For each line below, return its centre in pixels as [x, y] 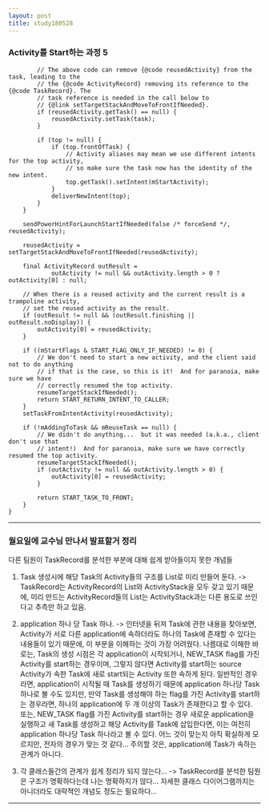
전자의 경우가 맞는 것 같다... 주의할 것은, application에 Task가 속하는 [150, 744]
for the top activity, [46, 161]
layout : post [30, 16]
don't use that [34, 442]
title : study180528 [41, 23]
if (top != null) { [70, 140]
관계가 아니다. [42, 754]
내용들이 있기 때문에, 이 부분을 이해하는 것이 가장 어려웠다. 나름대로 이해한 [135, 644]
